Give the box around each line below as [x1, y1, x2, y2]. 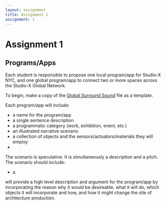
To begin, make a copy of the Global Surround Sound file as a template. [5, 92, 153, 98]
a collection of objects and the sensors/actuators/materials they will [12, 133, 153, 139]
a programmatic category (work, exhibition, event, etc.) [12, 123, 127, 129]
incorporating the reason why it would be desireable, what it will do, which [5, 184, 159, 190]
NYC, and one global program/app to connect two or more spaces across [5, 77, 157, 83]
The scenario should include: [5, 160, 65, 166]
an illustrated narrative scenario [12, 128, 78, 134]
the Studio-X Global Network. [5, 83, 66, 89]
